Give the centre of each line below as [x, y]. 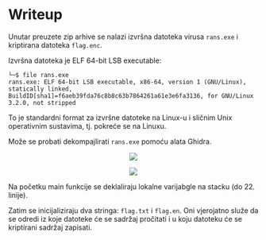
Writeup [35, 15]
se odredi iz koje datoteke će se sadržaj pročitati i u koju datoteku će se [125, 219]
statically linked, [40, 89]
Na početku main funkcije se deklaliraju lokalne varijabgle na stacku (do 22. [132, 186]
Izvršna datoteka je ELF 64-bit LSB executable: [85, 60]
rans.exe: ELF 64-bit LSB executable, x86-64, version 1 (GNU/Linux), [127, 82]
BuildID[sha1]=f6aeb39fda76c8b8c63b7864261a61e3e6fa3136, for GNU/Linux [131, 96]
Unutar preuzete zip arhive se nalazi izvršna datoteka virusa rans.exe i [123, 37]
